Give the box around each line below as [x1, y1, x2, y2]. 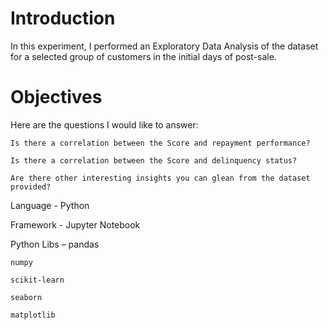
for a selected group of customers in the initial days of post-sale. [10, 50, 277, 62]
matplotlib [10, 310, 56, 320]
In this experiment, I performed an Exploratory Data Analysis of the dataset [10, 40, 319, 52]
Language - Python [10, 199, 90, 211]
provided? [10, 182, 52, 192]
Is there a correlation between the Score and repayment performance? [10, 138, 311, 148]
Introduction [10, 7, 116, 30]
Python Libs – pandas [10, 238, 100, 250]
